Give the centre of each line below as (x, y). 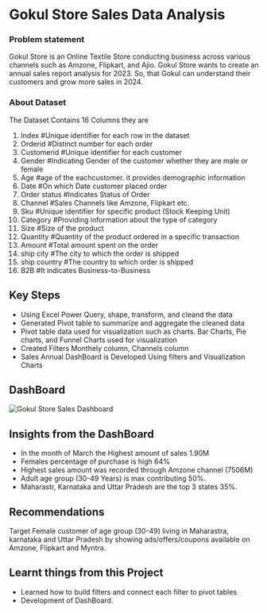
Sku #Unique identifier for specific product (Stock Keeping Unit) (125, 211)
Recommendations (57, 512)
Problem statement (47, 40)
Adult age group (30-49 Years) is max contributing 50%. (113, 479)
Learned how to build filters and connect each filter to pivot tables (129, 592)
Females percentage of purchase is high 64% (95, 461)
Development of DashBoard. (67, 600)
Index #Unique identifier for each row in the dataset (105, 135)
